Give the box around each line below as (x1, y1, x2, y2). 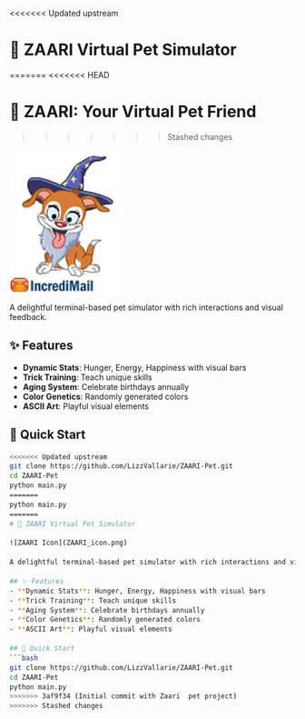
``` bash (9, 654, 39, 663)
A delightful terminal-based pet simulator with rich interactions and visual (9, 302, 284, 313)
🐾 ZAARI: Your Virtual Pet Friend (9, 102, 257, 122)
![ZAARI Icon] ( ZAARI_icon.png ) (9, 538, 128, 548)
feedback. (9, 311, 47, 322)
